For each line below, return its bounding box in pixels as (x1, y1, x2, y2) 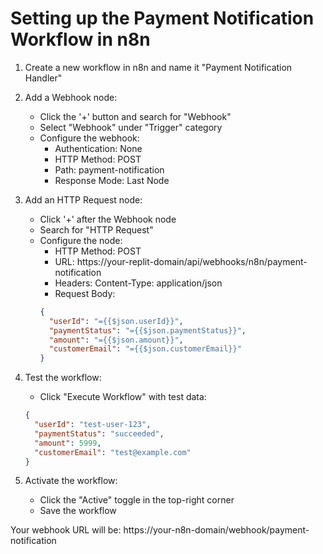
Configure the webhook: (39, 132, 140, 144)
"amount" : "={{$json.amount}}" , (48, 335, 184, 345)
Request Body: (54, 287, 116, 299)
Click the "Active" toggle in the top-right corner (39, 494, 235, 506)
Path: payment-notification (54, 163, 165, 176)
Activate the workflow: (24, 475, 118, 487)
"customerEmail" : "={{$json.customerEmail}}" (48, 344, 242, 354)
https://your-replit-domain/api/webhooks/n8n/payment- (76, 255, 308, 267)
